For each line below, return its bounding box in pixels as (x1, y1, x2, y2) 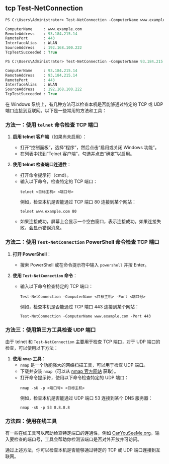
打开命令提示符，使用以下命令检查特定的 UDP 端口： (20, 374, 129, 380)
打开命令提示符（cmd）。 (20, 172, 71, 178)
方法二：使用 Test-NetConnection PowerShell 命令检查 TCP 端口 (5, 239, 159, 246)
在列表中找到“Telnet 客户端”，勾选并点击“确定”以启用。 (20, 151, 135, 157)
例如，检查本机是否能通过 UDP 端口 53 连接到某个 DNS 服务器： (20, 395, 153, 401)
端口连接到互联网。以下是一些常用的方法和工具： (5, 108, 107, 114)
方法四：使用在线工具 (5, 418, 57, 425)
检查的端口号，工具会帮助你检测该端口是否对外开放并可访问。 (14, 436, 142, 442)
